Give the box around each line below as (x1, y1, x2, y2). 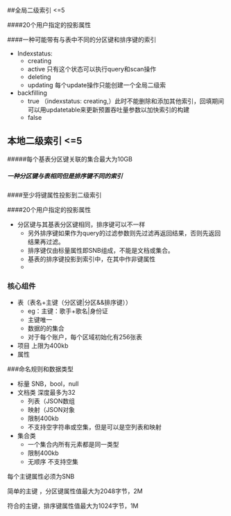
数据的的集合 (27, 324, 65, 332)
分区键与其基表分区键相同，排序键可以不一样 (17, 220, 146, 229)
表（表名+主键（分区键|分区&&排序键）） (17, 299, 132, 307)
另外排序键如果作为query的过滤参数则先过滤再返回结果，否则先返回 (27, 229, 221, 237)
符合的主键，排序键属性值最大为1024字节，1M (7, 501, 139, 510)
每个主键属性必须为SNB (7, 472, 75, 481)
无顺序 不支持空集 (27, 458, 78, 466)
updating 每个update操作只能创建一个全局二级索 (27, 81, 166, 89)
